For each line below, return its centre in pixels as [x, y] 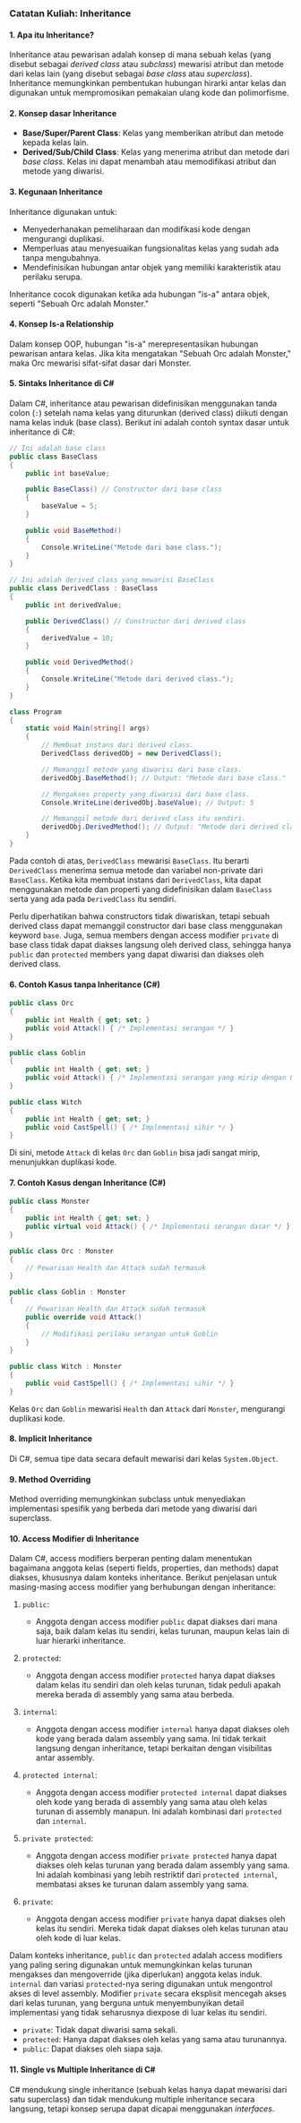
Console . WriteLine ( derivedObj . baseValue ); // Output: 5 [148, 803]
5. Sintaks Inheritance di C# [62, 383]
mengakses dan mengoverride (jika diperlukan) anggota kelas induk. [136, 1974]
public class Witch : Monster [66, 1367]
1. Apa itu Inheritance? [52, 35]
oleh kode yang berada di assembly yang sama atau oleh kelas [151, 1802]
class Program [36, 712]
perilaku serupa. [52, 277]
